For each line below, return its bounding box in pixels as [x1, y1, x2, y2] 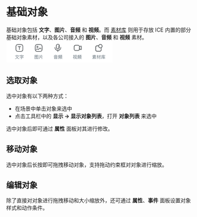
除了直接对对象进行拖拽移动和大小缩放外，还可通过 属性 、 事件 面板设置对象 [6, 197, 191, 204]
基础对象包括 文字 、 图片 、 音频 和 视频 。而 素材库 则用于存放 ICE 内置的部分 [6, 26, 191, 33]
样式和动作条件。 [6, 205, 48, 212]
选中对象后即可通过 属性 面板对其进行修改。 [6, 125, 113, 132]
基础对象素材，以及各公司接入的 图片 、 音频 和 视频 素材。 [6, 33, 147, 40]
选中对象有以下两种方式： [6, 92, 69, 99]
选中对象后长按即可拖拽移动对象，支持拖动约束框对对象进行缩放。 [6, 161, 167, 168]
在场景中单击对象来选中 [14, 105, 72, 112]
